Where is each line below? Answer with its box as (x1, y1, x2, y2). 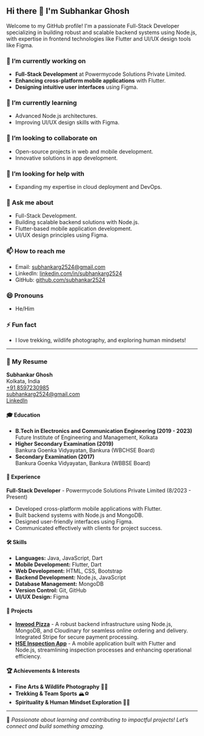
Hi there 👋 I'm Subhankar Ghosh (6, 6, 129, 16)
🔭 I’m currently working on (6, 56, 86, 65)
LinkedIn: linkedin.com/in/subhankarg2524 (15, 270, 123, 277)
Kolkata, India (6, 378, 41, 385)
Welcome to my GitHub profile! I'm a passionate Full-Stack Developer (6, 22, 180, 29)
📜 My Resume (6, 358, 48, 366)
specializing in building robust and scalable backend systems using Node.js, (6, 29, 197, 36)
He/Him (15, 305, 35, 312)
